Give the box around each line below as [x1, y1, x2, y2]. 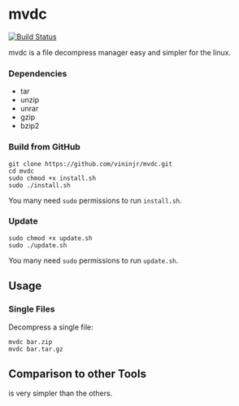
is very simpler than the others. [8, 388, 113, 399]
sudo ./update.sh [8, 241, 67, 249]
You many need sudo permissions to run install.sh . [8, 195, 182, 205]
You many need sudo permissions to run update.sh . [8, 255, 179, 265]
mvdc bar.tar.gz [8, 345, 63, 353]
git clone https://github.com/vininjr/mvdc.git [8, 159, 173, 168]
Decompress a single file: [8, 322, 93, 332]
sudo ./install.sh [8, 181, 71, 190]
